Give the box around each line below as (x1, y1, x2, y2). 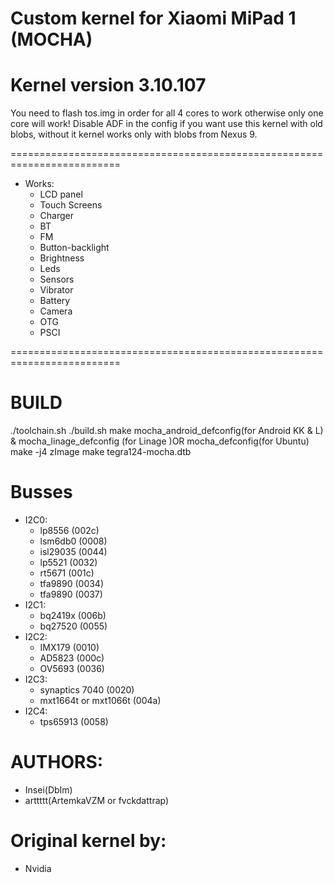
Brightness (39, 252, 85, 264)
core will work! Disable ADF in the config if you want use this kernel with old (10, 118, 323, 130)
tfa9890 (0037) (39, 588, 103, 600)
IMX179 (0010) (39, 642, 100, 653)
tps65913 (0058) (39, 716, 109, 727)
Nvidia (24, 862, 52, 874)
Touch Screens (39, 199, 103, 211)
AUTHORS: (10, 751, 104, 774)
